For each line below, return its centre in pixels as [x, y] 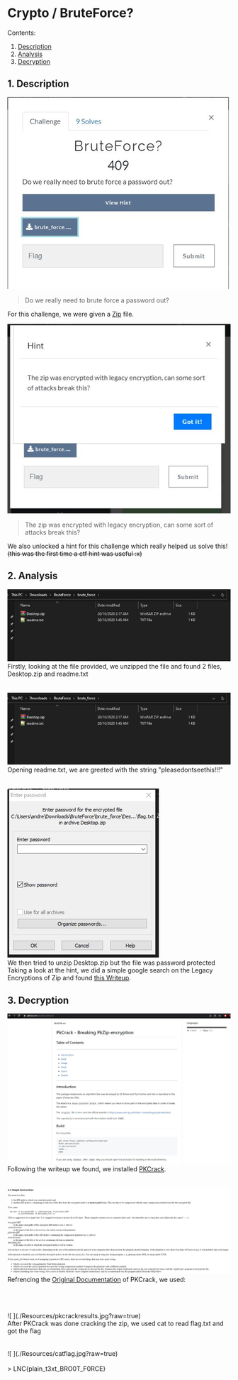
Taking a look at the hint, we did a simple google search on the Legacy [110, 970]
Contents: [22, 33]
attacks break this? [52, 532]
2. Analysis [33, 576]
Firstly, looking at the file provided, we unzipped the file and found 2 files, [114, 667]
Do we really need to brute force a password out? [97, 300]
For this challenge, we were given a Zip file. [71, 314]
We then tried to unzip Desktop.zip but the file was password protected [112, 963]
